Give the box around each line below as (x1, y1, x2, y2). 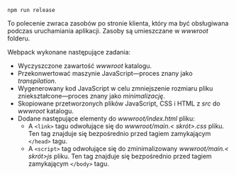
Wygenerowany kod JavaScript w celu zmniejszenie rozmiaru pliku (17, 84, 213, 92)
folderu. (7, 34, 30, 43)
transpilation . (17, 77, 57, 85)
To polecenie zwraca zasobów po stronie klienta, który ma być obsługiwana (7, 19, 229, 28)
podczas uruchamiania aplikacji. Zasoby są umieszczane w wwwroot (7, 27, 209, 35)
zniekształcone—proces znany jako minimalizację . (17, 92, 165, 100)
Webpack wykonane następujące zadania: (7, 48, 131, 56)
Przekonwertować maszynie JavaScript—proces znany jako (17, 69, 193, 77)
